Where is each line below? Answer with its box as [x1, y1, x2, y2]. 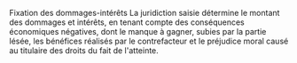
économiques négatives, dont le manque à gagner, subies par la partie [9, 27, 267, 36]
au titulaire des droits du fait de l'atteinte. [9, 45, 160, 56]
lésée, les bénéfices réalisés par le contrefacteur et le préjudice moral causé [9, 35, 289, 46]
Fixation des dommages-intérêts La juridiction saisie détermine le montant [9, 8, 280, 18]
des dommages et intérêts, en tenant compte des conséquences [9, 17, 246, 28]
